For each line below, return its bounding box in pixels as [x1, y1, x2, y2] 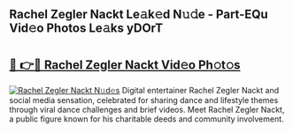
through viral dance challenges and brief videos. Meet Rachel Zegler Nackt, [9, 105, 285, 115]
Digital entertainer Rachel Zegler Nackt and [121, 85, 280, 95]
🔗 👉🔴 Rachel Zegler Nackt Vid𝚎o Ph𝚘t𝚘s [9, 57, 241, 72]
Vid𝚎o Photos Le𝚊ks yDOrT [9, 21, 164, 36]
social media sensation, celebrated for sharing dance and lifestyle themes [9, 95, 279, 105]
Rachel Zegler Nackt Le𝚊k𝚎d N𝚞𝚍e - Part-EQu [9, 7, 268, 22]
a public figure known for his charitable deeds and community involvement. [9, 114, 285, 124]
